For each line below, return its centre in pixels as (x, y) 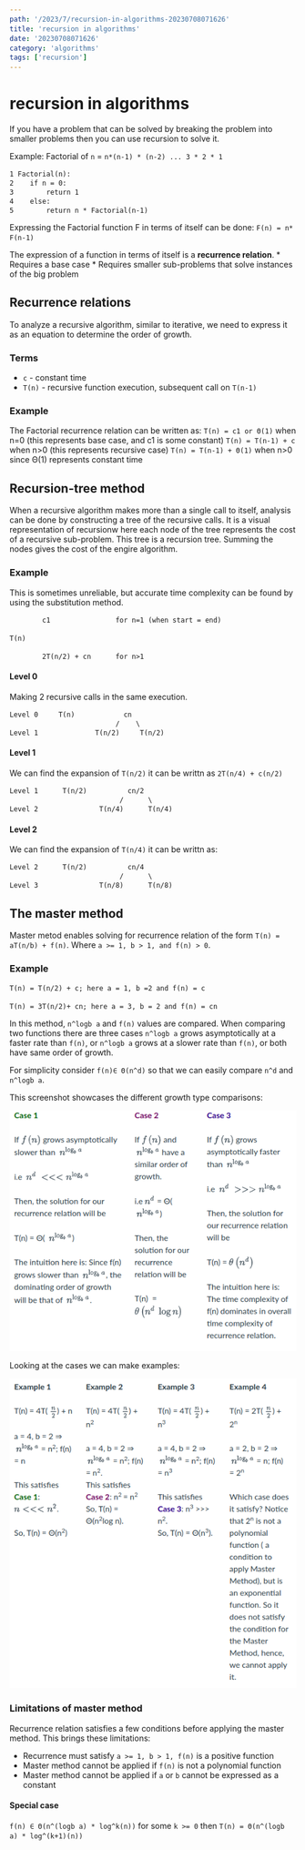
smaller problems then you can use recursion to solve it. (115, 139)
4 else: (30, 202)
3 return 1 (44, 193)
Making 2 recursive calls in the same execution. (99, 696)
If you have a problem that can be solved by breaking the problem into (141, 129)
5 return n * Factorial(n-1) (79, 211)
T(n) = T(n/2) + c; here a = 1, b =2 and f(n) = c (107, 989)
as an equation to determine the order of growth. (101, 334)
